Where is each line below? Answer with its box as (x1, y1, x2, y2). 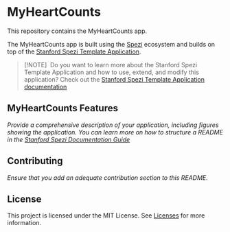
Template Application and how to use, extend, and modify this (23, 68, 199, 76)
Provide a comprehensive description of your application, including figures (7, 121, 219, 129)
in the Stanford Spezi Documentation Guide (7, 135, 130, 143)
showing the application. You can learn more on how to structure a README (7, 128, 223, 136)
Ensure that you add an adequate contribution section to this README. (7, 173, 208, 182)
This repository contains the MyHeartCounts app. (7, 27, 148, 35)
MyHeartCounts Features (7, 102, 119, 114)
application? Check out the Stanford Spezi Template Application (23, 75, 205, 83)
